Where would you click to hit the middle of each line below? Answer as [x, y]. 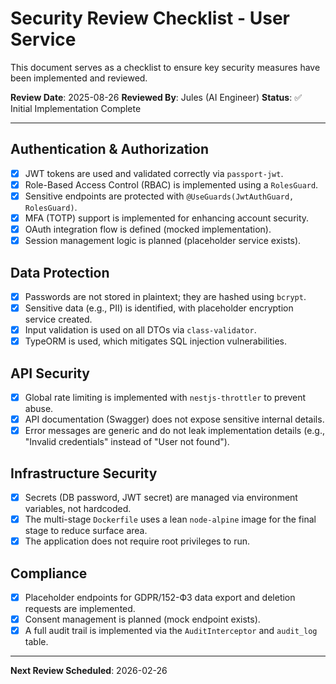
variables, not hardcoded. [78, 509]
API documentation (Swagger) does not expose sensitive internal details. [174, 419]
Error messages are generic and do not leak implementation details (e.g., [174, 431]
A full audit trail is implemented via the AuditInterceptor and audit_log [171, 631]
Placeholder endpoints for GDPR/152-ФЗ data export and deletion [160, 597]
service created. [58, 319]
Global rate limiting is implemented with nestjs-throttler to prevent [165, 397]
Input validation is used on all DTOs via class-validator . [140, 330]
